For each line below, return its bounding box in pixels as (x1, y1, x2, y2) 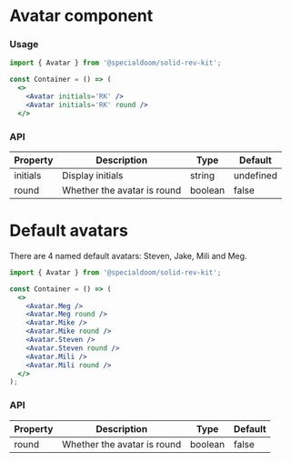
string (189, 169, 216, 182)
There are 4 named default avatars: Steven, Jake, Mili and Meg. (9, 250, 247, 261)
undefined (233, 169, 277, 182)
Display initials (62, 169, 124, 182)
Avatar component (9, 5, 154, 26)
